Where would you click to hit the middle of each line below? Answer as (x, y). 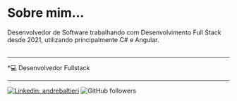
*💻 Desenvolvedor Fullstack (49, 67)
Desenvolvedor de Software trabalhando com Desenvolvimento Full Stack (114, 32)
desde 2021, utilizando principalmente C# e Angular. (84, 39)
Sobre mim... (46, 13)
